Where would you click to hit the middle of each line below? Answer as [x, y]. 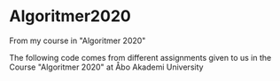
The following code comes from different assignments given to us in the [140, 57]
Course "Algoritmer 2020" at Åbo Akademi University [106, 67]
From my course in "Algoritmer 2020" [78, 40]
